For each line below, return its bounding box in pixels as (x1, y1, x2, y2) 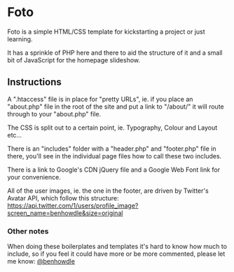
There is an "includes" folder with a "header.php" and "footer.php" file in (7, 144, 216, 153)
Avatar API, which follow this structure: (7, 193, 119, 202)
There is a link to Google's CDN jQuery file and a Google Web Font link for (7, 165, 221, 174)
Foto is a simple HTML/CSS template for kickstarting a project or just (7, 27, 205, 36)
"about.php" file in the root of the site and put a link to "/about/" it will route (7, 102, 224, 111)
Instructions (7, 76, 62, 88)
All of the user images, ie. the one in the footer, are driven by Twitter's (7, 186, 209, 195)
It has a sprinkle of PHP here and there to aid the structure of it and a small (7, 48, 223, 57)
